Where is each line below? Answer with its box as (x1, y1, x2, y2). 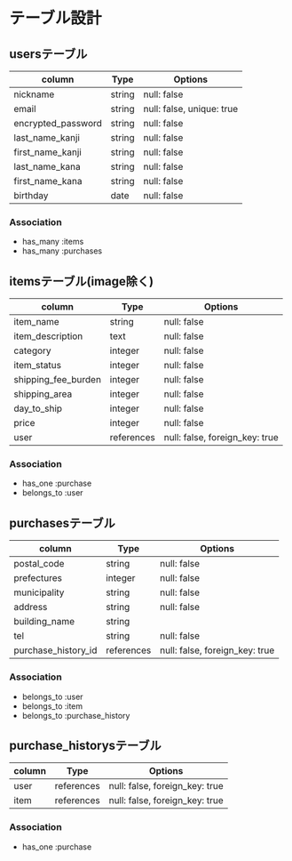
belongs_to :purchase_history (21, 710, 130, 720)
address (13, 601, 48, 614)
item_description (13, 330, 83, 342)
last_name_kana (13, 161, 82, 173)
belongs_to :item (21, 700, 83, 712)
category (13, 344, 51, 357)
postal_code (13, 558, 65, 570)
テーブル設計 (9, 8, 102, 28)
